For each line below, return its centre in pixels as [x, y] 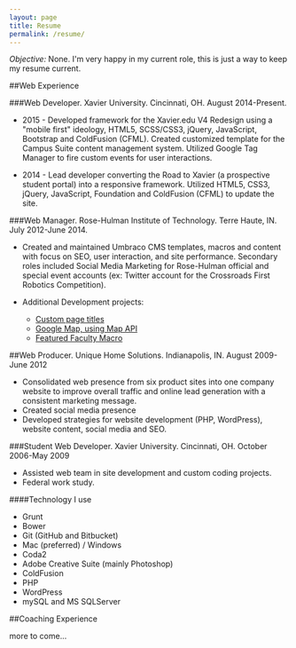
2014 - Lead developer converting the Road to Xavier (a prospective [146, 175]
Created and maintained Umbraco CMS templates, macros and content [152, 247]
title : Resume [35, 26]
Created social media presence [79, 410]
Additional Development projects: [83, 302]
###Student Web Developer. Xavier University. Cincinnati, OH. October [138, 446]
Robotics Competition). [64, 285]
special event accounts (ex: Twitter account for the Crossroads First [146, 275]
